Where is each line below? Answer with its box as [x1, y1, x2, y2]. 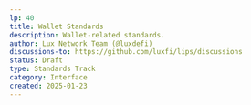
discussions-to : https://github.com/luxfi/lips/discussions [9, 47, 244, 57]
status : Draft [9, 56, 64, 65]
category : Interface [9, 73, 89, 82]
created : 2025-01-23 [9, 81, 89, 90]
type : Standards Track [9, 65, 96, 74]
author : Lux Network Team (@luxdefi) [9, 38, 153, 48]
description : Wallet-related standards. [9, 30, 166, 39]
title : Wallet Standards [9, 22, 104, 31]
